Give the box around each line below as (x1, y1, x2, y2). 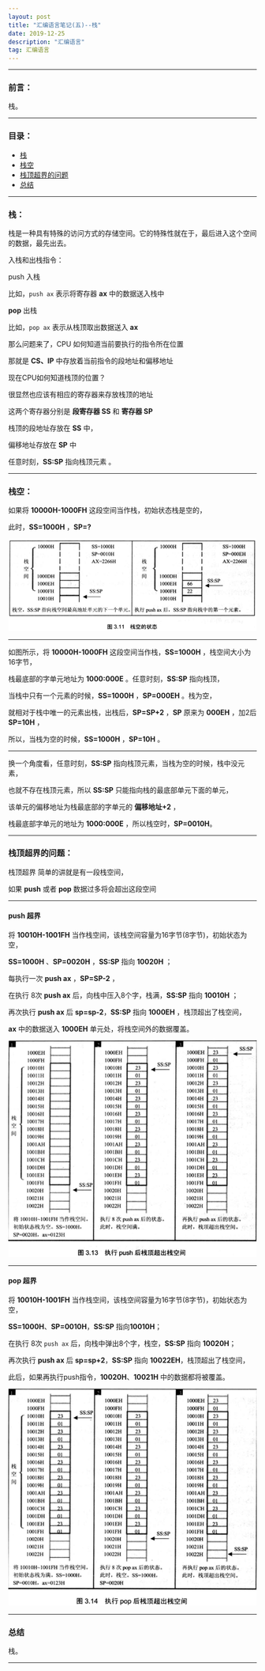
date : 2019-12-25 (8, 29, 65, 37)
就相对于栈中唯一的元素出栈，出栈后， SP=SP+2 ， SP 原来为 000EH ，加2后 (8, 707, 257, 717)
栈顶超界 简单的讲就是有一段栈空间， (8, 867, 128, 877)
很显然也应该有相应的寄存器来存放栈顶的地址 (8, 390, 154, 400)
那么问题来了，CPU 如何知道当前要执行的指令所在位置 (8, 339, 184, 349)
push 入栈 (8, 272, 41, 282)
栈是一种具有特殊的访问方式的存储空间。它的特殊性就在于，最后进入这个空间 (8, 229, 257, 238)
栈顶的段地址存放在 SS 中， (8, 423, 98, 433)
